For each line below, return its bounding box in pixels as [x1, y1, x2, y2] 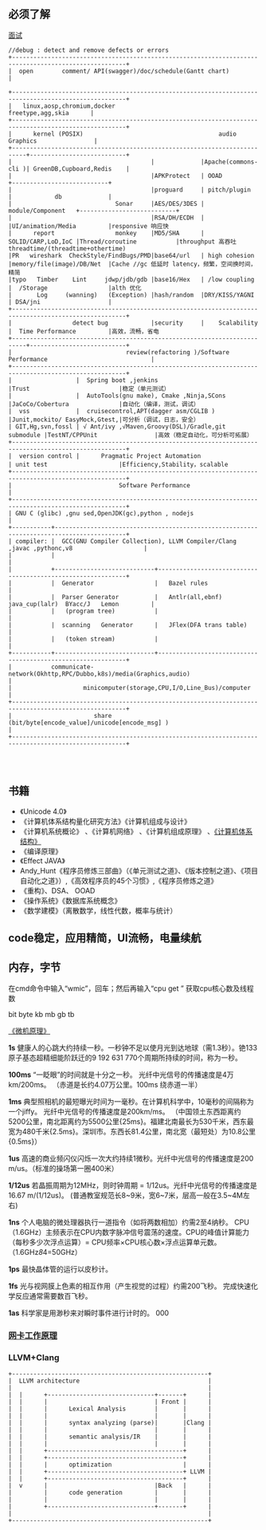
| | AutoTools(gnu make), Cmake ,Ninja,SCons [8, 392, 226, 400]
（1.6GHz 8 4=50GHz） [8, 1247, 82, 1256]
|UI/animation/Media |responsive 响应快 [8, 222, 170, 230]
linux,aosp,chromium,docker [22, 102, 115, 110]
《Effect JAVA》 [19, 856, 65, 866]
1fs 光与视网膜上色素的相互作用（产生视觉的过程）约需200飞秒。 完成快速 [8, 1281, 252, 1291]
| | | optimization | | [8, 1461, 213, 1469]
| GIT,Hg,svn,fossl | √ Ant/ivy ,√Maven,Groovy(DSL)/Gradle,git [8, 422, 226, 431]
